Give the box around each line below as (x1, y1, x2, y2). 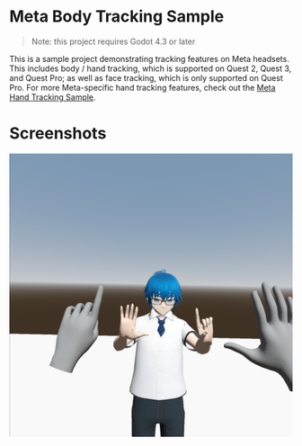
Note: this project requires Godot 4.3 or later (31, 36, 196, 47)
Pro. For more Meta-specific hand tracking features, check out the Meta (9, 82, 276, 93)
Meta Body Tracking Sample (9, 6, 225, 27)
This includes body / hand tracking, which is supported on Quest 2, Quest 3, (9, 63, 292, 74)
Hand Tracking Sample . (9, 92, 96, 103)
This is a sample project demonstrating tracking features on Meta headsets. (9, 53, 289, 64)
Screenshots (9, 123, 107, 144)
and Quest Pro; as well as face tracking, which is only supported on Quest (9, 72, 283, 83)
